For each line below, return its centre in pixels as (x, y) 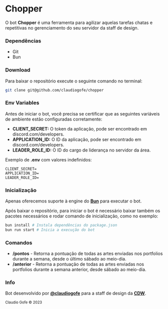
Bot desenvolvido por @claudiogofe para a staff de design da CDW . (76, 293)
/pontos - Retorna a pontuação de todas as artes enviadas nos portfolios (87, 253)
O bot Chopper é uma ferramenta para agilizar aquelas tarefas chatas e (79, 22)
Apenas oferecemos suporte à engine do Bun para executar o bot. (73, 201)
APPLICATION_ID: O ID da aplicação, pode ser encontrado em (77, 139)
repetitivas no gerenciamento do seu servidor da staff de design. (72, 27)
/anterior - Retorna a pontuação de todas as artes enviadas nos (78, 264)
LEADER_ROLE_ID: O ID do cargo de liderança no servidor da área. (81, 150)
